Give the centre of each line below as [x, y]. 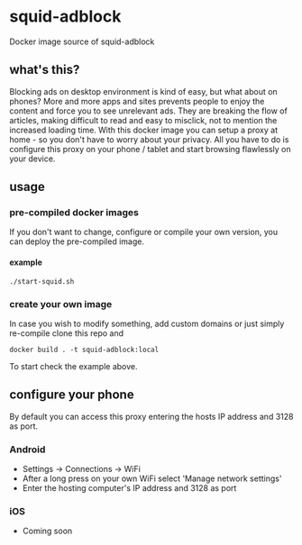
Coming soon [47, 531]
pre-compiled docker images [74, 213]
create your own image [61, 304]
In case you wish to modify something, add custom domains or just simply [147, 323]
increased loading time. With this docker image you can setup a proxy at [143, 130]
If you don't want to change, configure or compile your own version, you [143, 232]
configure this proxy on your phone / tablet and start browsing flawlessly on [150, 149]
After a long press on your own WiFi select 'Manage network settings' [152, 478]
